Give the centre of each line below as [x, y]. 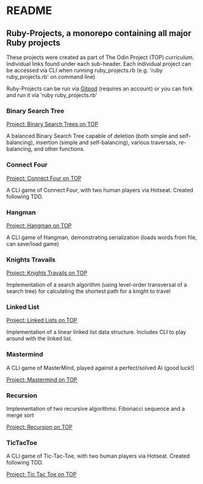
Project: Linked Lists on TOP [42, 320]
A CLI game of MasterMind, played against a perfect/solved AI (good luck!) [101, 367]
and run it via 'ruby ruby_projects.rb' [52, 95]
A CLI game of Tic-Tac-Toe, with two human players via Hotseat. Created [98, 456]
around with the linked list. [39, 339]
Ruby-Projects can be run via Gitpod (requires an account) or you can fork [100, 88]
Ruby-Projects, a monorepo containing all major [99, 33]
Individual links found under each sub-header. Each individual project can [99, 64]
